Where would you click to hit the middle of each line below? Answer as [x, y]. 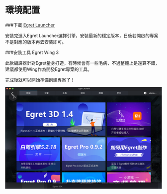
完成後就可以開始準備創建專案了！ [40, 80]
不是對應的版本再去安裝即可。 [36, 42]
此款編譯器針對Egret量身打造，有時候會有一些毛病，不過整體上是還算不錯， [83, 63]
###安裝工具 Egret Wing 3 [32, 52]
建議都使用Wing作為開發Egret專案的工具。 [48, 69]
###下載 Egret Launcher [30, 25]
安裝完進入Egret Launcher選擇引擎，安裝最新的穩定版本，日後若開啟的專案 [82, 35]
